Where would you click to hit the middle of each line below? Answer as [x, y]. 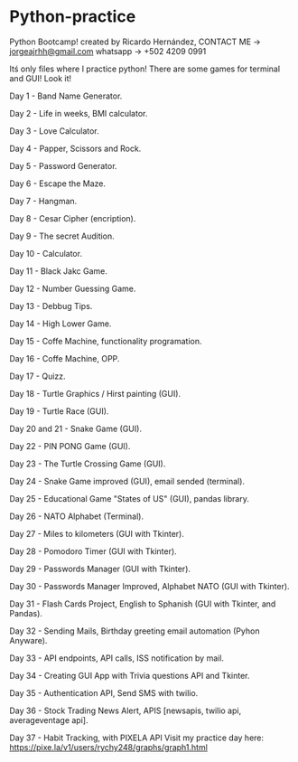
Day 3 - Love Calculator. [54, 131]
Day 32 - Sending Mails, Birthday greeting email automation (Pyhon [135, 631]
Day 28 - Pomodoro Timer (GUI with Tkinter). [93, 551]
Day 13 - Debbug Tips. [51, 306]
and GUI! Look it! [41, 78]
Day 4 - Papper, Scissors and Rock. [75, 148]
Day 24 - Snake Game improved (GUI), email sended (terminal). [127, 481]
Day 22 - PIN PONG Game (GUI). [70, 446]
